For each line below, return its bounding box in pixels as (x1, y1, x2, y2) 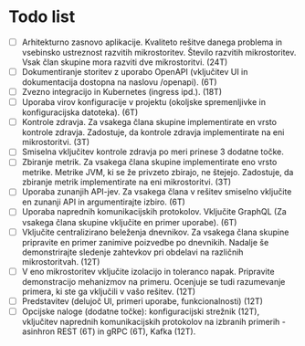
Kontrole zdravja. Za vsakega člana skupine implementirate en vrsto (21, 117, 278, 128)
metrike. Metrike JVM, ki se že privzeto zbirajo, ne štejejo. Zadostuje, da (21, 167, 294, 178)
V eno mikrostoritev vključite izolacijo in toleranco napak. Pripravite (21, 266, 275, 277)
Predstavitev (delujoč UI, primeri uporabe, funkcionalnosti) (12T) (21, 295, 264, 307)
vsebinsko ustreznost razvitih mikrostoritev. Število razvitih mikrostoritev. (21, 47, 297, 58)
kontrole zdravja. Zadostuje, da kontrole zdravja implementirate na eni (21, 127, 285, 138)
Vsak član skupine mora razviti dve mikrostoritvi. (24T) (21, 57, 228, 68)
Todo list (8, 6, 76, 27)
